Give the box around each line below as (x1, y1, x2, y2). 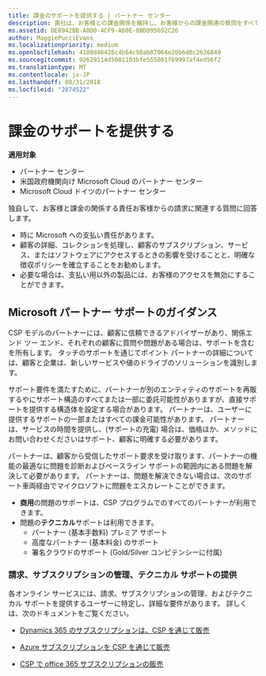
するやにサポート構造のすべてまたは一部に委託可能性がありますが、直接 (8, 395, 243, 404)
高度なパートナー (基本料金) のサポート (31, 538, 159, 547)
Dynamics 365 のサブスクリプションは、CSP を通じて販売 (19, 625, 210, 635)
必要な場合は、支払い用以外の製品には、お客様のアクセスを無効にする (19, 270, 249, 280)
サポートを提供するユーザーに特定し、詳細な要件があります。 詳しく (23, 599, 248, 608)
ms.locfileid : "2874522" (8, 85, 90, 94)
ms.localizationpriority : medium (8, 41, 119, 49)
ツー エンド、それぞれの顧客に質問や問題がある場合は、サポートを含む (23, 338, 255, 348)
